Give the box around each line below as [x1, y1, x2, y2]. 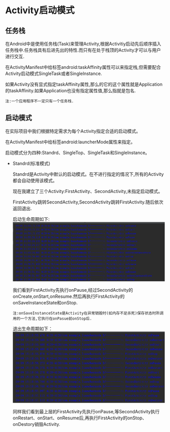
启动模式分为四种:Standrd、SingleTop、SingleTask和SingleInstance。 [5, 149, 150, 155]
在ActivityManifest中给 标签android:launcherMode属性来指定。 [5, 139, 136, 145]
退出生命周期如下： [12, 326, 53, 332]
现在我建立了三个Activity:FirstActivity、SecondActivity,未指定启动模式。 [12, 188, 163, 194]
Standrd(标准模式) [12, 160, 51, 166]
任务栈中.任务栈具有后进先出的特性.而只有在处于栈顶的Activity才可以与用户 [5, 47, 161, 53]
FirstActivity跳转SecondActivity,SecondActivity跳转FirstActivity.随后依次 [12, 199, 163, 205]
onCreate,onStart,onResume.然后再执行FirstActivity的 [12, 293, 125, 299]
